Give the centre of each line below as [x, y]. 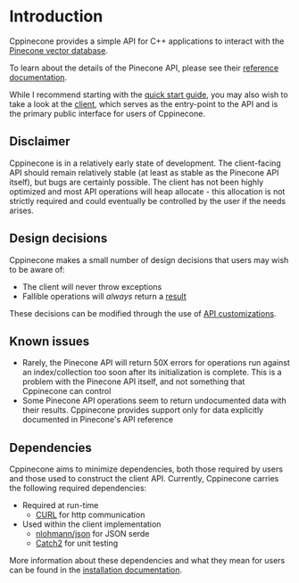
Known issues [50, 341]
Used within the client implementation [91, 524]
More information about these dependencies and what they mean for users [147, 561]
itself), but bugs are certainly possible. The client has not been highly [137, 182]
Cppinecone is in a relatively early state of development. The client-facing [145, 163]
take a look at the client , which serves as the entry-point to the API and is [144, 103]
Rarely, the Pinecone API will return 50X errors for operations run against [156, 363]
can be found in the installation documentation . [96, 570]
